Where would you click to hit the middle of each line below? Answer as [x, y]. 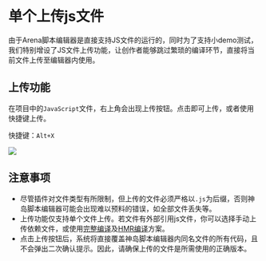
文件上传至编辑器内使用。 [57, 60]
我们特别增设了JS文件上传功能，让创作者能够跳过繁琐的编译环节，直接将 [128, 49]
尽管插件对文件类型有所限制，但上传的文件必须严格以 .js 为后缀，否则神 [137, 198]
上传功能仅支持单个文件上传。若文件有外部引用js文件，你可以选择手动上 [138, 218]
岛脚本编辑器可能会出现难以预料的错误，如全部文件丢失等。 [118, 208]
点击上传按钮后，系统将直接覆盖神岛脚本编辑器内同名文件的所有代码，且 [139, 238]
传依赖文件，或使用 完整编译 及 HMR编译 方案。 [94, 228]
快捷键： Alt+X [31, 135]
